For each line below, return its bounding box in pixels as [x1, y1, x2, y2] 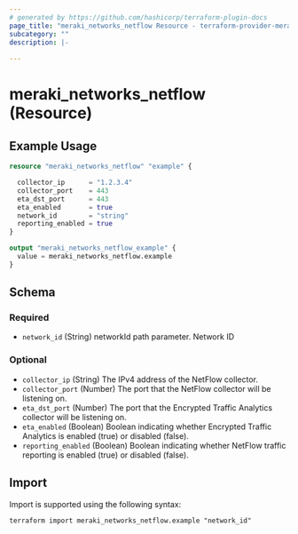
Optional [9, 354, 47, 366]
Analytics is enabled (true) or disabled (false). [21, 430, 189, 441]
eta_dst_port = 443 [17, 195, 109, 203]
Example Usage [9, 139, 98, 154]
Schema [9, 285, 56, 300]
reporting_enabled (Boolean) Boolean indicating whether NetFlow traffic [21, 440, 286, 450]
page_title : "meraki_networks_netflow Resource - [9, 21, 197, 30]
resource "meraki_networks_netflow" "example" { [9, 162, 192, 171]
